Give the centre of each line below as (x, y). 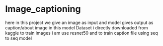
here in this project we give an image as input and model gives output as (79, 23)
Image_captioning (43, 9)
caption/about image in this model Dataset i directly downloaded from (77, 27)
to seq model (19, 38)
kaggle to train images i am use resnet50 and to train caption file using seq (81, 33)
